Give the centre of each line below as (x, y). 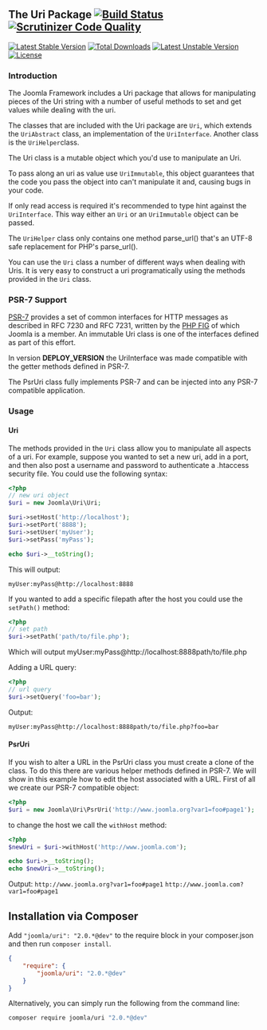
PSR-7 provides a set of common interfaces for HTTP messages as (118, 317)
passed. (22, 223)
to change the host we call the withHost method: (88, 825)
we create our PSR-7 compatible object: (74, 787)
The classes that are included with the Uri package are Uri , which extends (130, 125)
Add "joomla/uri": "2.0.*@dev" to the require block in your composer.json (131, 936)
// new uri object (39, 496)
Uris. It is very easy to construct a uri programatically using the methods (127, 271)
